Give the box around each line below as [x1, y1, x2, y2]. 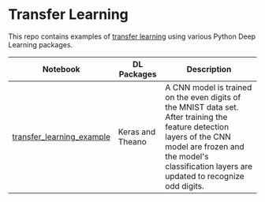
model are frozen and [165, 140, 244, 151]
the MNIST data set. [165, 101, 239, 112]
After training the [165, 111, 228, 122]
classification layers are [165, 160, 253, 171]
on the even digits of [165, 92, 241, 103]
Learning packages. [8, 39, 73, 49]
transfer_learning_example [12, 131, 110, 142]
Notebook [42, 63, 80, 74]
